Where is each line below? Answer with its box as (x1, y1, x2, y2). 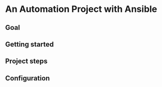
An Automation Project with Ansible (5, 3, 157, 15)
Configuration (5, 74, 50, 83)
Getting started (5, 40, 54, 48)
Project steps (5, 57, 48, 66)
